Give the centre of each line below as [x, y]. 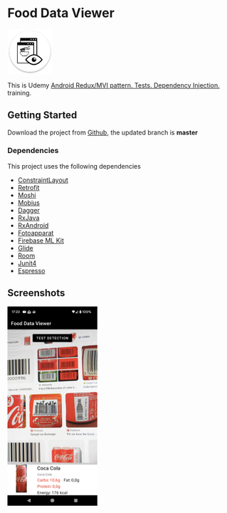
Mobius [29, 202]
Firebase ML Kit [41, 240]
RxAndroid [33, 225]
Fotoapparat [36, 233]
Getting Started [42, 115]
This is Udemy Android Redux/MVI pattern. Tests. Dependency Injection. [114, 85]
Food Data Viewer [61, 13]
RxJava [28, 218]
